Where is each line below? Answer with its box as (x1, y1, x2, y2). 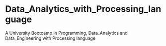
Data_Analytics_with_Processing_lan (5, 3, 162, 15)
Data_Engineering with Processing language (5, 35, 96, 41)
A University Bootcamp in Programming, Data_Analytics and (5, 30, 128, 36)
